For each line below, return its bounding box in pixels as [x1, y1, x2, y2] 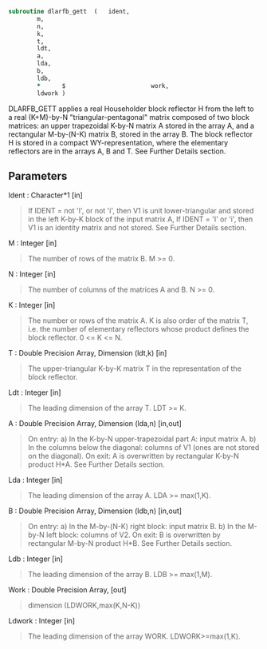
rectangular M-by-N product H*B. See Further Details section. [27, 539, 233, 548]
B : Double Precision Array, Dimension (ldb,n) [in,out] [8, 506, 182, 516]
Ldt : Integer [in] [8, 388, 61, 397]
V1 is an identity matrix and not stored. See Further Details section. [27, 223, 247, 233]
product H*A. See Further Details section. [27, 460, 165, 469]
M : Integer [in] [8, 238, 57, 248]
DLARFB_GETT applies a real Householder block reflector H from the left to [8, 104, 254, 113]
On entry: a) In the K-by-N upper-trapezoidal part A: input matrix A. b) [27, 434, 257, 444]
